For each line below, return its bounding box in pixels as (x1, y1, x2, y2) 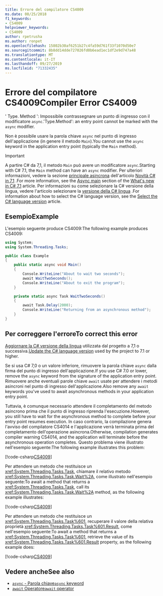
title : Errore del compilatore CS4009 (5, 7, 84, 12)
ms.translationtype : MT (5, 52, 54, 57)
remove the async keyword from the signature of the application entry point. (5, 373, 157, 379)
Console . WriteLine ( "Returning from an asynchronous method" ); (22, 307, 151, 312)
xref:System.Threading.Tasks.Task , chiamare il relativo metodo (5, 468, 131, 474)
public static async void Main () (14, 262, 82, 268)
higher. (5, 353, 19, 359)
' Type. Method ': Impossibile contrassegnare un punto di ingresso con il (5, 113, 150, 119)
